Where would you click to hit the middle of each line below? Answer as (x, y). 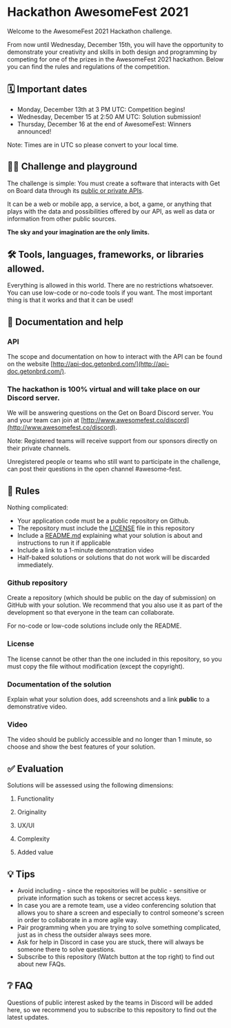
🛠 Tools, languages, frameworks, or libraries (106, 254)
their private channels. (39, 448)
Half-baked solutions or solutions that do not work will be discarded (113, 558)
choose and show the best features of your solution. (81, 747)
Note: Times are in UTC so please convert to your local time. (93, 144)
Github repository (37, 583)
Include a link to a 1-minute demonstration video (85, 550)
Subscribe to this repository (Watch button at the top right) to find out (116, 956)
